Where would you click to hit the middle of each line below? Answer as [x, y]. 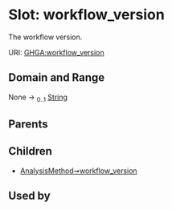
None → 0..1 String [38, 98]
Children [30, 151]
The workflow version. [45, 37]
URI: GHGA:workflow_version [56, 52]
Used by [29, 196]
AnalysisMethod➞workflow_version [79, 171]
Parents [28, 124]
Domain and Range [57, 78]
